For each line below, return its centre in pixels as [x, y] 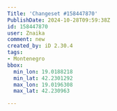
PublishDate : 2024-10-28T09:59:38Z [59, 20]
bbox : [15, 65]
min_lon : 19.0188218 [43, 71]
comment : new [26, 40]
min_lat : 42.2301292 [43, 78]
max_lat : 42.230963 [42, 91]
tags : [15, 53]
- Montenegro [26, 59]
